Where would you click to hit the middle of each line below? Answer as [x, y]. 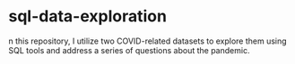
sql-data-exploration [88, 16]
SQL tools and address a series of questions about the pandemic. [129, 50]
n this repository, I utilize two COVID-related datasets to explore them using [148, 41]
